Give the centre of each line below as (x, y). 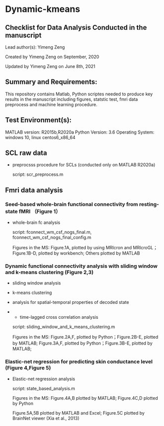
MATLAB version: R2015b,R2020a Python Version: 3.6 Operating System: (80, 132)
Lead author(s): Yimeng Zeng (35, 47)
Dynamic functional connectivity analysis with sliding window (81, 266)
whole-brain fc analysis (36, 222)
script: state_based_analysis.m (44, 388)
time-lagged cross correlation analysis (59, 317)
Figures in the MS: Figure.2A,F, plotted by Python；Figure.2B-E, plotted (85, 337)
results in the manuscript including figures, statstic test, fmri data (72, 99)
